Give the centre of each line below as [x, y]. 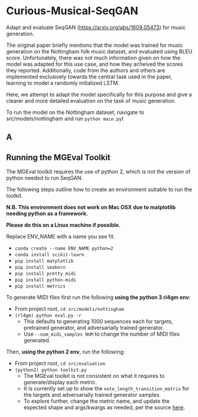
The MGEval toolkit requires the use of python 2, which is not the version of [98, 172]
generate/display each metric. [60, 382]
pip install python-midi [45, 280]
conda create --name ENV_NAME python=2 [64, 249]
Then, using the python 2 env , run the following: [66, 352]
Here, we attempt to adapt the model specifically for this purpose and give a [99, 94]
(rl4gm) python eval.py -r [48, 316]
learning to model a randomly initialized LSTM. [63, 83]
